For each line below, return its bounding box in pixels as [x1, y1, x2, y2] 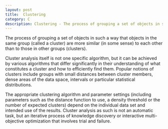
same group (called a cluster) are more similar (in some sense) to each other [5, 40, 163, 46]
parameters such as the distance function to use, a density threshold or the [5, 97, 160, 103]
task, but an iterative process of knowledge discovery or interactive [5, 113, 144, 119]
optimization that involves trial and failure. [25, 118, 111, 124]
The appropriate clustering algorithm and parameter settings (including [5, 91, 151, 97]
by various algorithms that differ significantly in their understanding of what [5, 60, 161, 66]
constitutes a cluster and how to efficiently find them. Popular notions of [5, 66, 154, 72]
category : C [5, 16, 30, 21]
